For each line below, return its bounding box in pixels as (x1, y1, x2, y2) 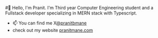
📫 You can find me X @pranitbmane (12, 20, 87, 26)
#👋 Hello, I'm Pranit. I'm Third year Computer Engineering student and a (5, 5, 154, 10)
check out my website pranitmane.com (12, 27, 93, 33)
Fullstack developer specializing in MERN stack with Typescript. (5, 10, 137, 16)
